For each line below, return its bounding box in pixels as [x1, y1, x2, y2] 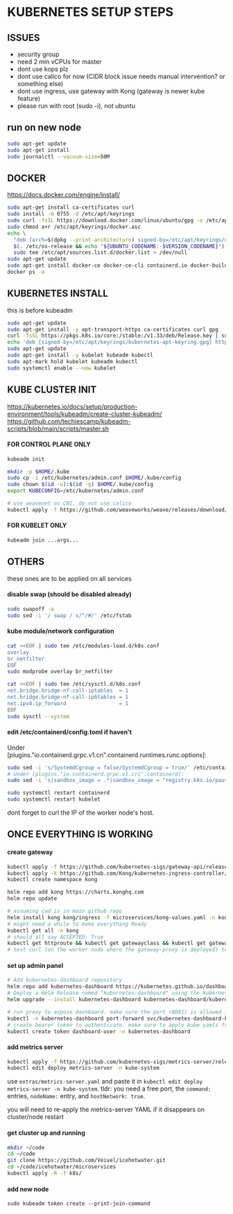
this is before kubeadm [7, 306, 73, 314]
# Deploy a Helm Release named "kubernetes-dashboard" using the [7, 989, 200, 997]
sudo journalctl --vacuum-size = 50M [7, 153, 110, 160]
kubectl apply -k [7, 869, 58, 877]
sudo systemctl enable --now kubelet [7, 365, 116, 372]
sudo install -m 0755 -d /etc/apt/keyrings [7, 211, 135, 218]
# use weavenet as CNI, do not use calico [7, 500, 132, 507]
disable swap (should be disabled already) [7, 590, 132, 598]
